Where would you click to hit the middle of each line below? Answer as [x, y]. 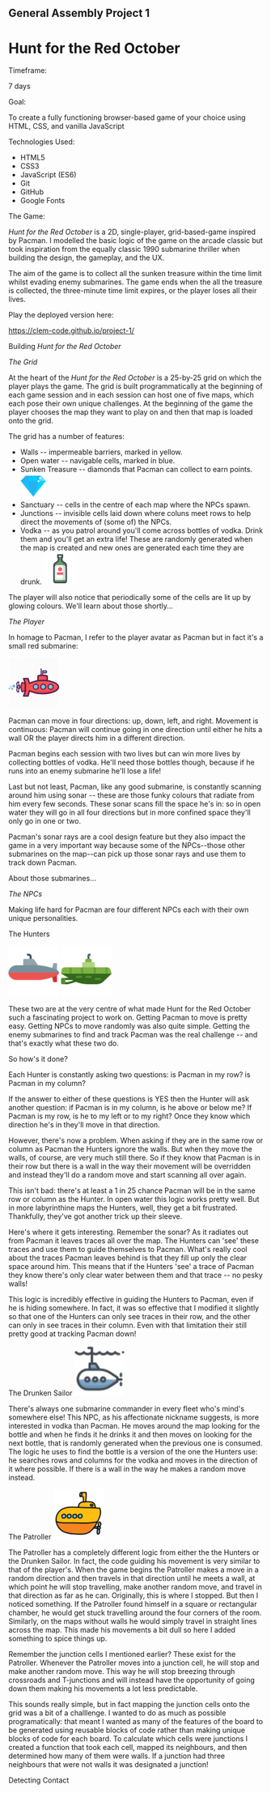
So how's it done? [38, 1059]
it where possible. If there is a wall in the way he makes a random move [127, 1469]
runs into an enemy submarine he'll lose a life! [85, 771]
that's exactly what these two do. [64, 1043]
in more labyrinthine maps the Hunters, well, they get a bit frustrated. [123, 1208]
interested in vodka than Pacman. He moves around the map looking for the [134, 1426]
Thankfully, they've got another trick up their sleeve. [95, 1216]
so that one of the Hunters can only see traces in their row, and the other [129, 1317]
